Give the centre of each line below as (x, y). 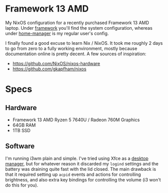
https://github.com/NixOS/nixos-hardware (56, 63)
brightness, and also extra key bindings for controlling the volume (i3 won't (83, 179)
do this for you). (22, 185)
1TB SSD (21, 130)
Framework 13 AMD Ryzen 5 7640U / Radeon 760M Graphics (76, 120)
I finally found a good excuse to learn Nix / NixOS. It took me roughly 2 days (84, 43)
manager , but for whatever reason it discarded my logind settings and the (82, 163)
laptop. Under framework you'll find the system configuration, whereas (79, 28)
